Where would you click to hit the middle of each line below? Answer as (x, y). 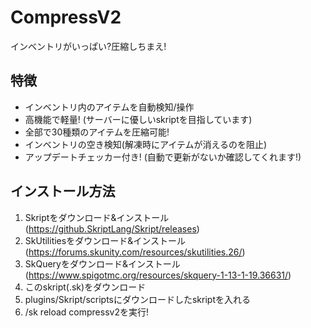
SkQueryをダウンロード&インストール (102, 263)
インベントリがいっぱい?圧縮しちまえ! (88, 46)
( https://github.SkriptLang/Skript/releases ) (112, 228)
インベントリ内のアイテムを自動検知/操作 (109, 107)
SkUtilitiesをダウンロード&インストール (105, 240)
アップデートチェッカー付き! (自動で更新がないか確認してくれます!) (163, 157)
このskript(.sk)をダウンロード (85, 287)
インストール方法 (63, 191)
